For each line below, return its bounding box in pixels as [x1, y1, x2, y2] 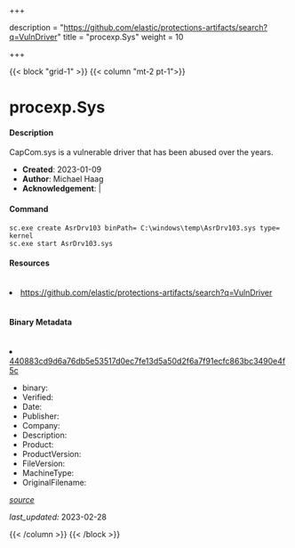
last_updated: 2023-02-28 [9, 511, 107, 522]
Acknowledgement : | [21, 184, 102, 194]
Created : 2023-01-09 [21, 164, 102, 175]
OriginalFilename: [21, 478, 87, 487]
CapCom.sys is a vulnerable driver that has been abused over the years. [9, 147, 274, 158]
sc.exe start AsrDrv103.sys [9, 239, 114, 248]
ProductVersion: [21, 449, 82, 459]
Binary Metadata [9, 317, 73, 328]
